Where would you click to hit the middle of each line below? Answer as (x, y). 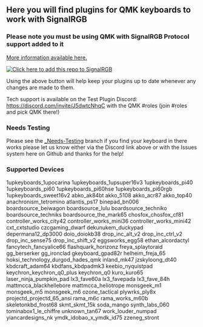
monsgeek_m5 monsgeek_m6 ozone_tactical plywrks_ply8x (81, 292)
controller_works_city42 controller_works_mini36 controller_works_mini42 (99, 221)
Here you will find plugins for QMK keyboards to (98, 10)
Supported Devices (35, 169)
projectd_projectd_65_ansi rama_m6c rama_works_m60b (77, 299)
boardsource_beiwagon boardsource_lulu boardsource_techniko (87, 208)
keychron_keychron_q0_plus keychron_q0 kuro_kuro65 (75, 272)
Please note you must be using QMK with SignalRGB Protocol (98, 37)
